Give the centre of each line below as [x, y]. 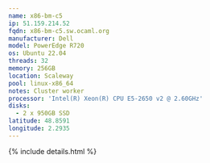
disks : [19, 106]
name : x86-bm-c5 [35, 16]
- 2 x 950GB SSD [43, 114]
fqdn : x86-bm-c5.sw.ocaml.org [59, 31]
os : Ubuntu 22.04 [37, 53]
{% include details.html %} [53, 151]
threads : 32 [28, 61]
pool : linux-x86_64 [41, 83]
